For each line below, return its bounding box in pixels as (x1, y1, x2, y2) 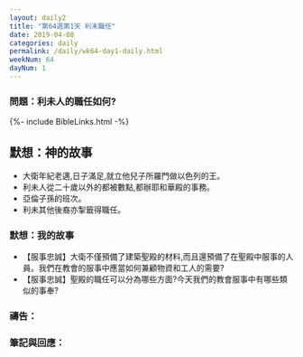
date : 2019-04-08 (9, 30, 75, 39)
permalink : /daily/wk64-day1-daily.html (9, 47, 164, 56)
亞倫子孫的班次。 (22, 193, 87, 203)
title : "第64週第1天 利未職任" (9, 22, 116, 31)
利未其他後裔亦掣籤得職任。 (22, 204, 126, 215)
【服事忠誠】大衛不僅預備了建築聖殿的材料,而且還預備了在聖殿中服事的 (22, 251, 286, 262)
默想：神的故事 (9, 145, 93, 160)
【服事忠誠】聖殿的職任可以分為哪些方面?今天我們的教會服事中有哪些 (22, 274, 280, 285)
